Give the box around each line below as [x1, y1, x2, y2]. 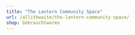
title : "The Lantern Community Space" [6, 8, 103, 15]
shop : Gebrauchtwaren [6, 20, 60, 26]
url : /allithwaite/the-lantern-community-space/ [6, 14, 130, 20]
